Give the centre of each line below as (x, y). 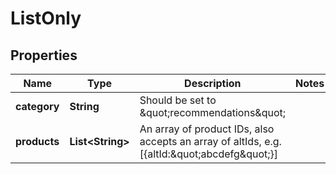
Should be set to (178, 100)
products (37, 141)
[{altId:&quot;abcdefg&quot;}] (209, 154)
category (37, 106)
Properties (44, 55)
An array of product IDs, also (207, 129)
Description (213, 83)
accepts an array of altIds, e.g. (210, 141)
